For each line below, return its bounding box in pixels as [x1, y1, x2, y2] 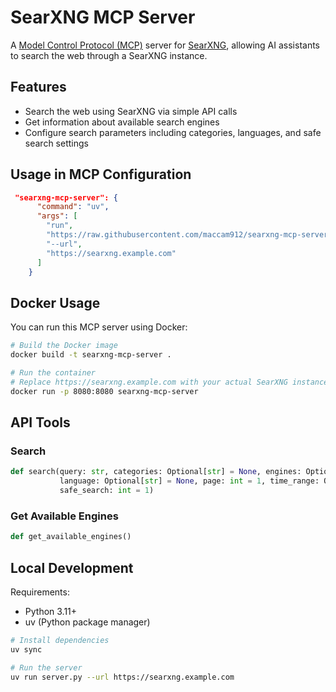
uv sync [10, 644, 43, 655]
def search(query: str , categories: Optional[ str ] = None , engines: [10, 467, 302, 477]
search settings [24, 137, 89, 149]
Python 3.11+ [24, 605, 78, 617]
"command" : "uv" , [36, 202, 110, 212]
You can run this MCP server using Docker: [10, 321, 188, 333]
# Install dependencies [10, 635, 110, 645]
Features [10, 79, 67, 96]
